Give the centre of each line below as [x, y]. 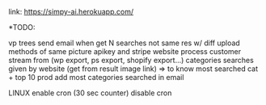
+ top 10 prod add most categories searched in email [96, 77]
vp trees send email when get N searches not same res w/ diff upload [124, 43]
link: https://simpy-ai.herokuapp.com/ [71, 12]
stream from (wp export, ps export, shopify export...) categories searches [131, 60]
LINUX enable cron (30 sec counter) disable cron [90, 93]
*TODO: [22, 27]
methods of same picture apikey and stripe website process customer [125, 51]
